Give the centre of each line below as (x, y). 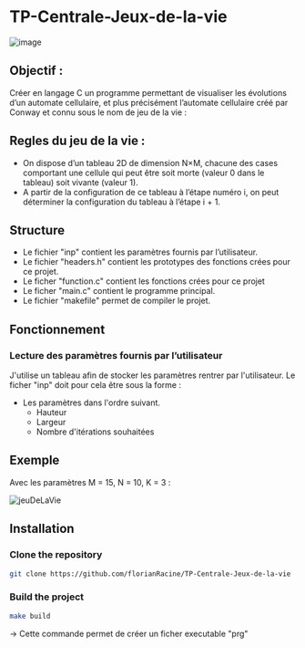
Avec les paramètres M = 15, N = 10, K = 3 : (90, 482)
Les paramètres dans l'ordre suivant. (91, 402)
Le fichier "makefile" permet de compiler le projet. (117, 301)
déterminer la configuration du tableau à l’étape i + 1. (122, 202)
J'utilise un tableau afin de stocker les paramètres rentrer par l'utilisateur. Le (152, 375)
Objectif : (36, 71)
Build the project (47, 597)
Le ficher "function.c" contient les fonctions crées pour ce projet (144, 281)
